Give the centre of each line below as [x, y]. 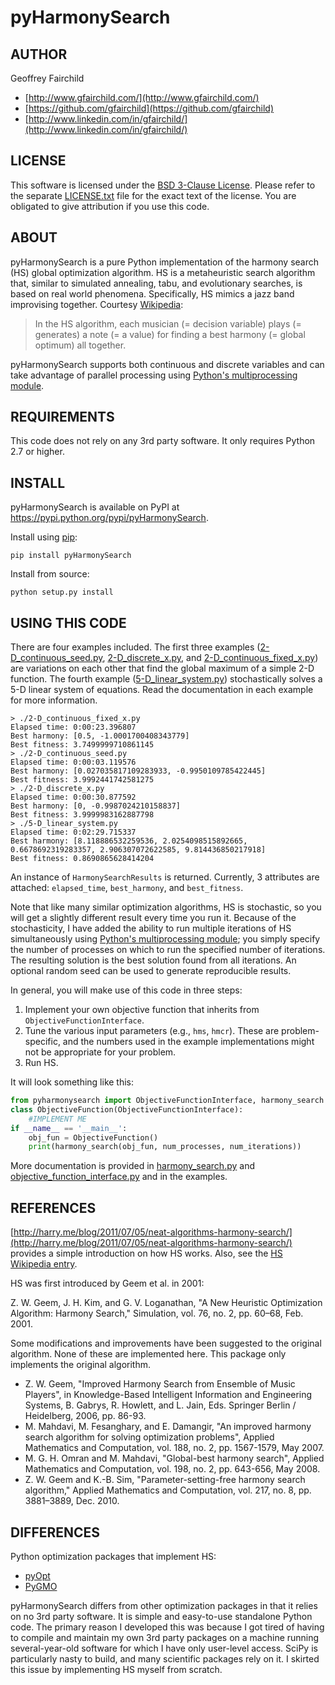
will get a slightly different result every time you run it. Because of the [153, 918]
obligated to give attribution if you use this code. [110, 206]
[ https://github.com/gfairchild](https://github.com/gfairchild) [149, 108]
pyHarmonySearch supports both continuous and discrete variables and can [167, 364]
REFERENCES [53, 1207]
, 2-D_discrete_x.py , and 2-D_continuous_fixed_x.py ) [210, 658]
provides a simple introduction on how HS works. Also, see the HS [146, 1253]
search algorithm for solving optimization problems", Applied [149, 1437]
